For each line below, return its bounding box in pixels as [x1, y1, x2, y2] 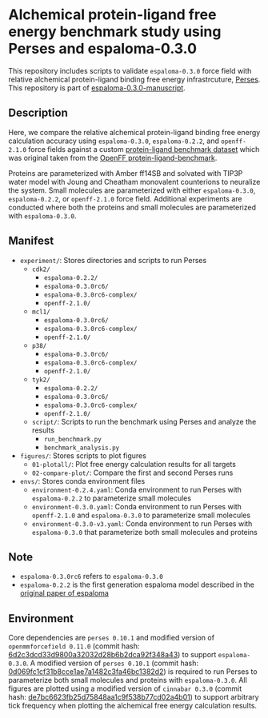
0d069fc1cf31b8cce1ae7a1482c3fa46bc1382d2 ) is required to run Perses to [8, 667, 258, 676]
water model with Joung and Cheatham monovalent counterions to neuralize [8, 177, 261, 186]
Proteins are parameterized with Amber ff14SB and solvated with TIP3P [8, 168, 243, 178]
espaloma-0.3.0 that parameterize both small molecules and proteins [31, 527, 258, 537]
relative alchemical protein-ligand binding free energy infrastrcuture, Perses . [8, 74, 261, 84]
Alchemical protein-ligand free [8, 6, 217, 24]
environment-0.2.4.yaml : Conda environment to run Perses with [31, 485, 242, 494]
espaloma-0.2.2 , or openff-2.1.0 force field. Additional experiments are [8, 193, 242, 203]
